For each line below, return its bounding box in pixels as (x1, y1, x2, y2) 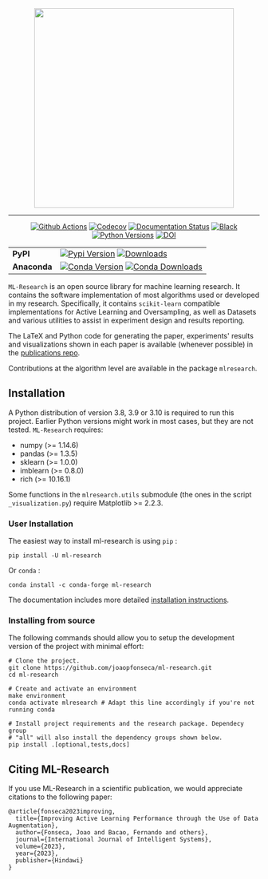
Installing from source (8, 615, 96, 626)
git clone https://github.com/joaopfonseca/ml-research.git (8, 664, 213, 672)
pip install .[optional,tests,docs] (8, 741, 130, 749)
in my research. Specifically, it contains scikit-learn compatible (8, 299, 221, 308)
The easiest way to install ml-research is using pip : (8, 537, 178, 546)
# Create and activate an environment (8, 685, 137, 693)
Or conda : (8, 566, 41, 576)
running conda (8, 706, 56, 714)
